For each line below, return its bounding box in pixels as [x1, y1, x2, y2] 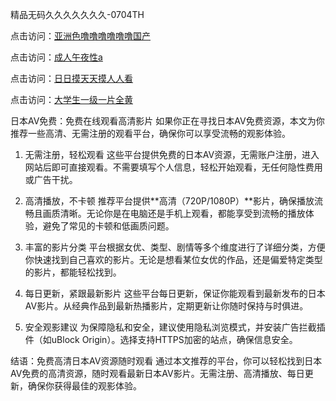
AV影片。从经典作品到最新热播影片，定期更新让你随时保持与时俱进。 [24, 300, 309, 312]
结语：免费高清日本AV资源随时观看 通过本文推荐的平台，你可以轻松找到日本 [10, 355, 323, 367]
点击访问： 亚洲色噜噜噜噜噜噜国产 [10, 30, 151, 42]
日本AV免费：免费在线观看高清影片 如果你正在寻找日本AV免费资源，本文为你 [10, 115, 325, 127]
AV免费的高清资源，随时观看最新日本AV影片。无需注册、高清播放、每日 [10, 368, 305, 379]
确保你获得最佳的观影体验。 [27, 380, 142, 392]
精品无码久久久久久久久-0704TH [10, 9, 145, 20]
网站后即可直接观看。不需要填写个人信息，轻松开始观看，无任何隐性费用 [24, 161, 323, 173]
